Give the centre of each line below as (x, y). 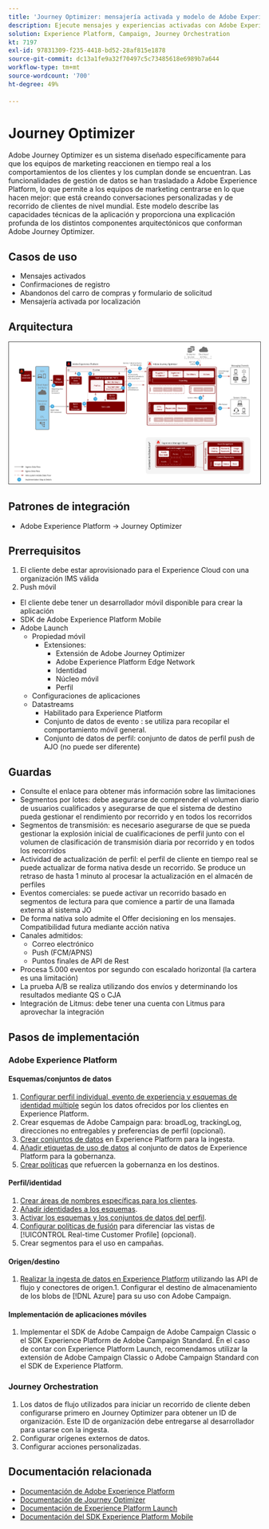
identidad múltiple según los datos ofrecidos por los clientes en (124, 1105)
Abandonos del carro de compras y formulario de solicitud (116, 293)
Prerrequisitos (45, 551)
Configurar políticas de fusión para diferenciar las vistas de (117, 1225)
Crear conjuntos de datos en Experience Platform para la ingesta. (127, 1139)
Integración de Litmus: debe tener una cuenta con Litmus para (122, 1003)
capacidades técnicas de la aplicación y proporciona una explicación (122, 215)
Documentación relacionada (80, 1472)
